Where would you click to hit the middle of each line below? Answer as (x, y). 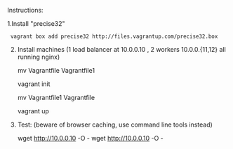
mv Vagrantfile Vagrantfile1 (56, 70)
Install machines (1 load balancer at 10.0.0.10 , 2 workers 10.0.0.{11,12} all (121, 49)
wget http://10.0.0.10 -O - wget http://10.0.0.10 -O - (90, 138)
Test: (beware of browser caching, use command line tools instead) (115, 125)
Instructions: (25, 10)
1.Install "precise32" (36, 23)
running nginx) (39, 57)
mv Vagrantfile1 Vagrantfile (56, 98)
